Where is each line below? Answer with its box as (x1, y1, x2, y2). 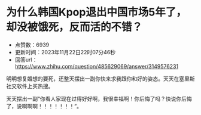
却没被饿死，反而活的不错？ (6, 20, 143, 34)
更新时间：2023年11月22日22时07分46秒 (14, 48, 116, 55)
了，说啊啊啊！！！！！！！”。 (6, 102, 83, 110)
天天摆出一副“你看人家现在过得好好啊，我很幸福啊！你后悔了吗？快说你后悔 (6, 95, 193, 102)
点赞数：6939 (14, 41, 50, 48)
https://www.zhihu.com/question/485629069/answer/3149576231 (14, 63, 178, 70)
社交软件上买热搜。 (6, 82, 54, 89)
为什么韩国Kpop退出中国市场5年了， (6, 5, 187, 19)
